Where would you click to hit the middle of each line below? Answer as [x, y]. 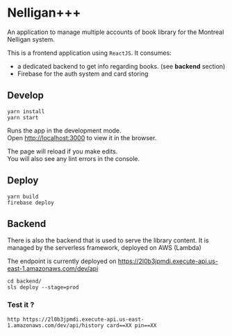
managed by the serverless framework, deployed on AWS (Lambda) [104, 248]
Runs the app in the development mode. [64, 131]
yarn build [23, 196]
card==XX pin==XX [132, 325]
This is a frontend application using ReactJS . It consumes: [89, 53]
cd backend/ [24, 282]
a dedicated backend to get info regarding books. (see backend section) [121, 66]
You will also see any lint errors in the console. [74, 158]
